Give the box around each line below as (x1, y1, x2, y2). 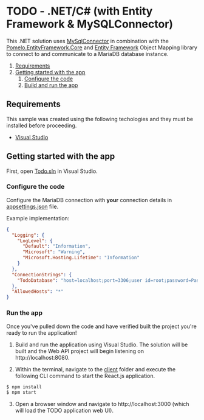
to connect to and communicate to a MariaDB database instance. (6, 50, 169, 57)
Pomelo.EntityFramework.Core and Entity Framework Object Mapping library (6, 44, 197, 51)
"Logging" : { (12, 232, 45, 238)
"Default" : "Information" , (22, 243, 91, 250)
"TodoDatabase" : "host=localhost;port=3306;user (17, 277, 143, 284)
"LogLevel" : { (17, 237, 53, 244)
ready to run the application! (6, 329, 77, 336)
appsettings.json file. (6, 203, 59, 210)
